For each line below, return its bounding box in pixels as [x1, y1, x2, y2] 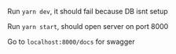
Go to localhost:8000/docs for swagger [7, 37, 135, 46]
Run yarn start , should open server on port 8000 [7, 22, 169, 31]
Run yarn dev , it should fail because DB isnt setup [7, 7, 168, 16]
